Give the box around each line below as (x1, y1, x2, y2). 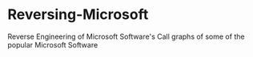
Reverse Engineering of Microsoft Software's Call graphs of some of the (7, 32, 245, 41)
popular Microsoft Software (7, 40, 98, 49)
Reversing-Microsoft (7, 6, 149, 24)
